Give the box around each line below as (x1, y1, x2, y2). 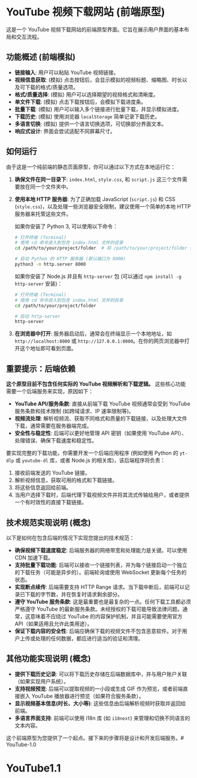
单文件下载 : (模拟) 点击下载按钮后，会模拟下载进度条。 (14, 98, 147, 105)
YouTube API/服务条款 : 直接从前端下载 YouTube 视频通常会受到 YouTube (14, 400, 191, 407)
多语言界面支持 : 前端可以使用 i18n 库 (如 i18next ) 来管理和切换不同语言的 (14, 715, 191, 722)
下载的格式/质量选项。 (25, 83, 79, 90)
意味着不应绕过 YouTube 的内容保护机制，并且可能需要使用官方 (30, 612, 183, 620)
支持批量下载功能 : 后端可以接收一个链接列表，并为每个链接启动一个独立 (14, 561, 188, 568)
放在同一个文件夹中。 (19, 183, 72, 190)
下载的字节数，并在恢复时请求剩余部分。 (25, 591, 123, 598)
